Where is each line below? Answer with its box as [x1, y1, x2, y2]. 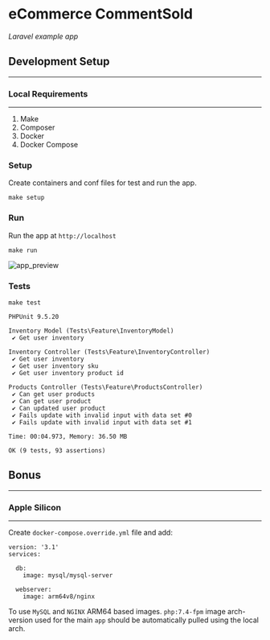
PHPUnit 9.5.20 [8, 312, 59, 320]
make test [8, 299, 42, 307]
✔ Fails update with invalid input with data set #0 [11, 411, 193, 419]
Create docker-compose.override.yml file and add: [8, 528, 173, 538]
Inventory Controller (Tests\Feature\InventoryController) [8, 348, 211, 356]
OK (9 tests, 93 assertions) [8, 446, 106, 455]
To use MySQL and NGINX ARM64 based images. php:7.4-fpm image [8, 607, 227, 617]
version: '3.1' [8, 543, 59, 551]
